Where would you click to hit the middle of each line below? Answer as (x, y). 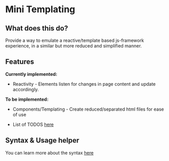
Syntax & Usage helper (42, 140)
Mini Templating (40, 9)
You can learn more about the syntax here (50, 153)
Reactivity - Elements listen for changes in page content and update (84, 84)
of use (19, 114)
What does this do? (37, 28)
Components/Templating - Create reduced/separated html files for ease (88, 109)
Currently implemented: (31, 74)
